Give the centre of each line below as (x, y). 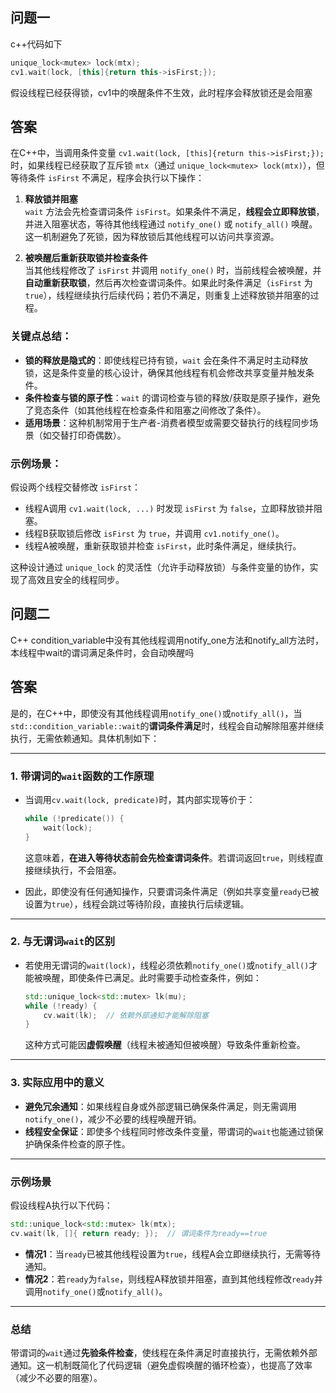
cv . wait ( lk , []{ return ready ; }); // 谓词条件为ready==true (139, 1233)
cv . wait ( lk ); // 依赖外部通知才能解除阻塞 (126, 1015)
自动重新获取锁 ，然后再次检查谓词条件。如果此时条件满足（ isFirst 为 (168, 283)
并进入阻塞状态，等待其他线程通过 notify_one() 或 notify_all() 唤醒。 (171, 224)
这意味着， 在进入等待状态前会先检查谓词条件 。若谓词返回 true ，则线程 (169, 857)
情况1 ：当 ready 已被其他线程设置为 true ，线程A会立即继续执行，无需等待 (172, 1254)
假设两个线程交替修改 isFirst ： (76, 487)
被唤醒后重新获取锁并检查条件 (86, 258)
